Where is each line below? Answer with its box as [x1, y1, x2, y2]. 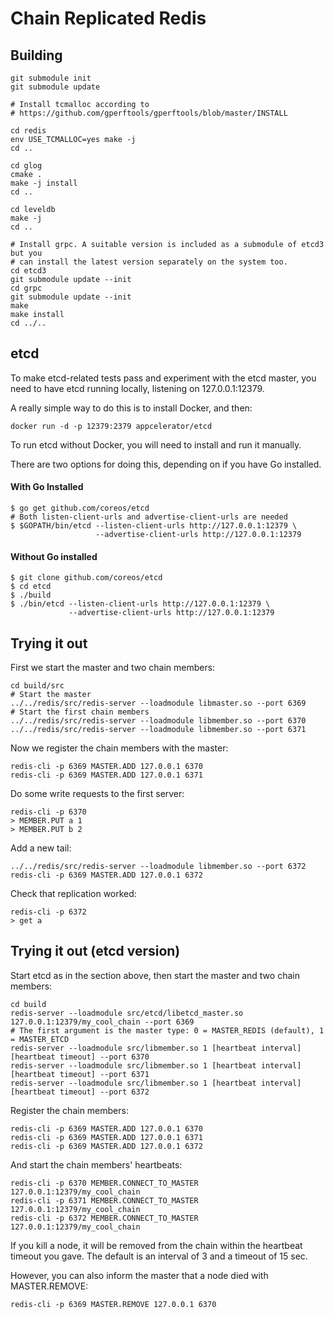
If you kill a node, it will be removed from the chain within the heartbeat [10, 1239, 303, 1251]
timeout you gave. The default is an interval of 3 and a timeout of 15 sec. [10, 1250, 308, 1262]
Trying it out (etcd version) [10, 943, 181, 960]
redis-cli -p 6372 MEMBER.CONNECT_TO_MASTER [10, 1213, 199, 1223]
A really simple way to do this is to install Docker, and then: [10, 402, 253, 414]
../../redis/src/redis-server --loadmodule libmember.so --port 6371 [10, 725, 307, 735]
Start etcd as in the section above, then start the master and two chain [10, 969, 300, 981]
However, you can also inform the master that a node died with [10, 1269, 269, 1281]
